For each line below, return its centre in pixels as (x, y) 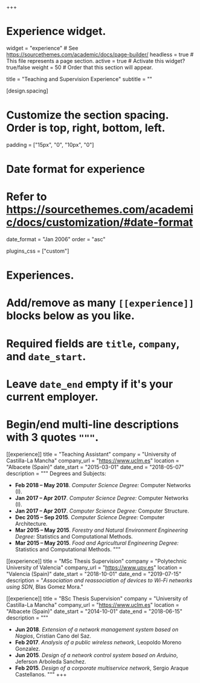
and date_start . (46, 356)
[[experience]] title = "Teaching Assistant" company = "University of (91, 454)
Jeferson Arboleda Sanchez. (50, 661)
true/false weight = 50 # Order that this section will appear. (80, 67)
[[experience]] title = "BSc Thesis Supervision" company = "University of (97, 598)
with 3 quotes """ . (53, 437)
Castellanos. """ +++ (41, 674)
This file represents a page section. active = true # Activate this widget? (96, 60)
